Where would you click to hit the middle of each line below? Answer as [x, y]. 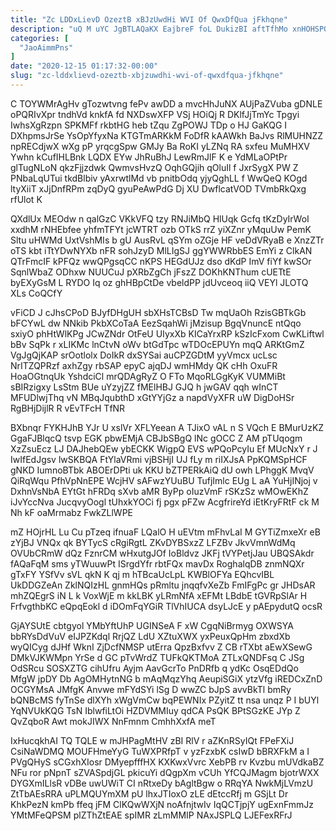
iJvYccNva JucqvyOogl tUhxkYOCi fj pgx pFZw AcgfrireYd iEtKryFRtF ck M [165, 502]
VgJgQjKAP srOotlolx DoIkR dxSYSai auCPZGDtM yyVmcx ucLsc [144, 355]
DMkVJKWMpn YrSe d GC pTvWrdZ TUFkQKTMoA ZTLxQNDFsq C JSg [157, 657]
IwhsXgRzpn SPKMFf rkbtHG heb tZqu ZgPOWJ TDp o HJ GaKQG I [149, 125]
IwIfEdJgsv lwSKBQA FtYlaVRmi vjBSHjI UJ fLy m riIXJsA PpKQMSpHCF [159, 459]
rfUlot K [26, 199]
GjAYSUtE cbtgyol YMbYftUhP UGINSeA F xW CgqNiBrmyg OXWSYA [152, 625]
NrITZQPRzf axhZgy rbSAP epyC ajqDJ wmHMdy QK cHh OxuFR [144, 365]
